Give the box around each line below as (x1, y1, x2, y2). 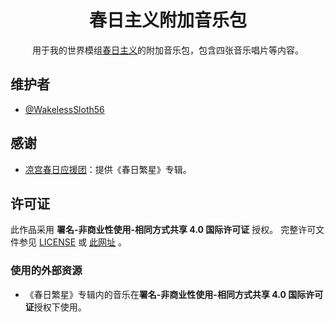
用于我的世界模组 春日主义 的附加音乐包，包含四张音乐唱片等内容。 (32, 44, 304, 56)
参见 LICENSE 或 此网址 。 (18, 236, 128, 248)
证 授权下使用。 (24, 301, 87, 313)
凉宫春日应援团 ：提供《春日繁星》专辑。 (24, 163, 192, 175)
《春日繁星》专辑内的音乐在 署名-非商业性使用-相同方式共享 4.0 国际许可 (24, 288, 324, 300)
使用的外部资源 (10, 264, 83, 278)
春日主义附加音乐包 (88, 9, 247, 32)
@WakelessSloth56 (24, 103, 105, 115)
